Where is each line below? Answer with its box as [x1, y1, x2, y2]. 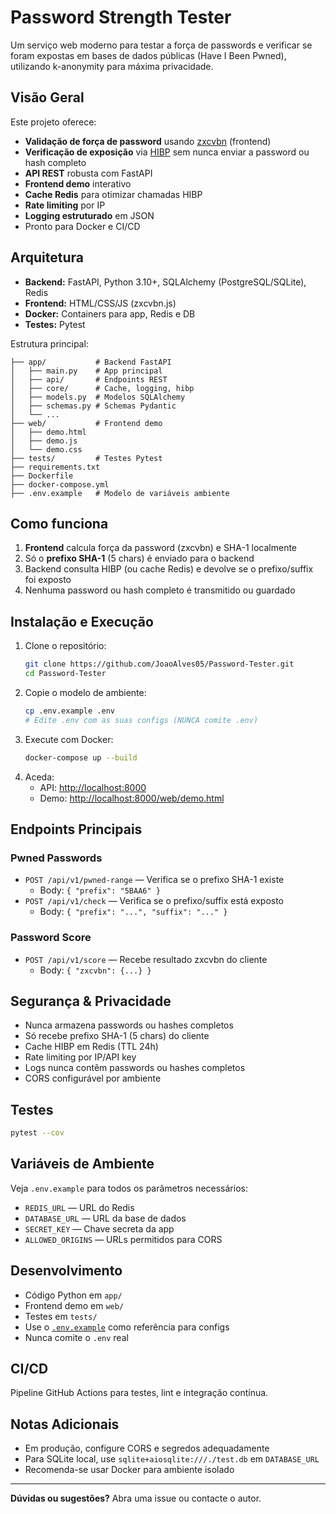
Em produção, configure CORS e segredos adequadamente [24, 1442, 270, 1455]
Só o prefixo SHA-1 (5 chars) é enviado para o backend [24, 552, 255, 565]
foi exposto [24, 574, 72, 586]
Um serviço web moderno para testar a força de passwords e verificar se [10, 39, 313, 51]
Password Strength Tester [10, 6, 232, 29]
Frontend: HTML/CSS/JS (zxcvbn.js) [24, 297, 177, 309]
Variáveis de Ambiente [10, 1156, 155, 1173]
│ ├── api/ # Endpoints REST [10, 374, 168, 385]
